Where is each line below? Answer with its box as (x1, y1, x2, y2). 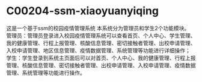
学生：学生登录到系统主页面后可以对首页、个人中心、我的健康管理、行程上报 (6, 54, 196, 61)
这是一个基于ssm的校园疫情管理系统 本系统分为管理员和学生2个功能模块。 (6, 24, 190, 31)
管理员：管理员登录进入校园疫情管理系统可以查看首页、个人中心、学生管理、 (6, 31, 196, 39)
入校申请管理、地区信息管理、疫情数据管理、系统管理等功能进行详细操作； (6, 46, 191, 54)
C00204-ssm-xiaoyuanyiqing (6, 4, 159, 18)
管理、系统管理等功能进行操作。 (6, 69, 85, 76)
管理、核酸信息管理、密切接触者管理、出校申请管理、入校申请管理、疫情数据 (6, 61, 196, 69)
